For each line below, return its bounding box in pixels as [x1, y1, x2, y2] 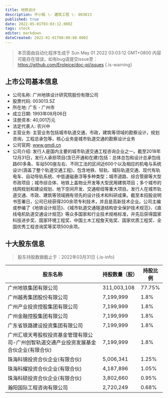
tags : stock [5, 26, 30, 31]
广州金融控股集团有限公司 [7, 312, 68, 319]
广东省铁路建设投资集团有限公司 [7, 322, 83, 329]
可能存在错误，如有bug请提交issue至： [17, 56, 98, 62]
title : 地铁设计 [5, 7, 36, 13]
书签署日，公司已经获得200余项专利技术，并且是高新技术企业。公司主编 [12, 198, 161, 204]
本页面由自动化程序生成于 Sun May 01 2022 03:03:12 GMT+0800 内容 [17, 50, 161, 56]
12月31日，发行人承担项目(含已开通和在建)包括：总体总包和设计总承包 [12, 154, 156, 161]
